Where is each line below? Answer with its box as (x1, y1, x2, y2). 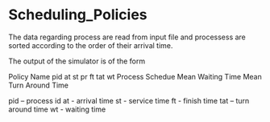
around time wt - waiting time (8, 104, 106, 114)
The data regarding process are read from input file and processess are (8, 32, 246, 42)
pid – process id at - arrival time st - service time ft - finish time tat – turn (8, 96, 250, 105)
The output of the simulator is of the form (8, 56, 146, 66)
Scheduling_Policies (8, 6, 147, 24)
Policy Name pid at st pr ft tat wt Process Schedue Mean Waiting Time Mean (8, 71, 262, 81)
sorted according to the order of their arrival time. (8, 40, 173, 50)
